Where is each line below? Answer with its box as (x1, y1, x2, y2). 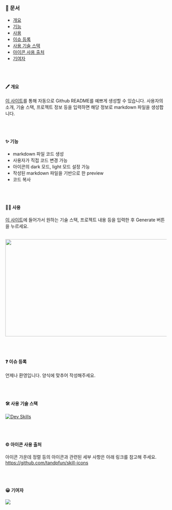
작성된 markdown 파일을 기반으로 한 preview (12, 170, 104, 176)
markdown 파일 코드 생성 (12, 151, 64, 157)
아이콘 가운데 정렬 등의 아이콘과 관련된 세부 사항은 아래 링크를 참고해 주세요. (5, 454, 157, 460)
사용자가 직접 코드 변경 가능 (12, 157, 68, 163)
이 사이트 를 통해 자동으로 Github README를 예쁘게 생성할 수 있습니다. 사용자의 (5, 97, 163, 103)
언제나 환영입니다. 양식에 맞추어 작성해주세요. (5, 372, 96, 378)
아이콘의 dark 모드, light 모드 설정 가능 (12, 163, 90, 169)
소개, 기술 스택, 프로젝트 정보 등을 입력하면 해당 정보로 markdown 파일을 (5, 104, 150, 110)
